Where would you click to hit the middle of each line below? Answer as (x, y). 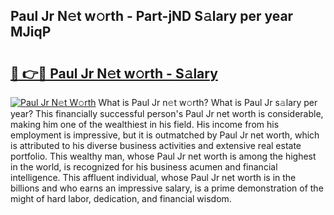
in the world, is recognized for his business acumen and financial (144, 167)
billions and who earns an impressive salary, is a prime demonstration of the (167, 188)
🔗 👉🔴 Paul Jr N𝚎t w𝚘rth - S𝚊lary (114, 73)
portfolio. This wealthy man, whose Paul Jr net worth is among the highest (163, 156)
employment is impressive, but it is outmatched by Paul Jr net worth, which (165, 135)
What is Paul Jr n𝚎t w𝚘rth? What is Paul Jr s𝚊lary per (208, 102)
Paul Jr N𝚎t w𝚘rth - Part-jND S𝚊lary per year (152, 16)
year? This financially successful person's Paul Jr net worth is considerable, (167, 113)
